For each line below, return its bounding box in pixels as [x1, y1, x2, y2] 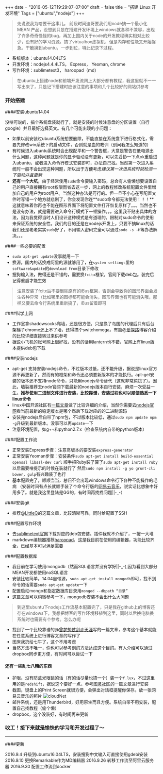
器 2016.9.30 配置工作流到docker [5, 763, 71, 769]
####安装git [5, 500, 30, 506]
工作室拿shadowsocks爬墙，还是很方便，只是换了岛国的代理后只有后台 [12, 321, 155, 327]
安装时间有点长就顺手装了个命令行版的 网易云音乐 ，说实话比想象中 [21, 484, 154, 489]
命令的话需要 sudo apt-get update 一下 [12, 582, 88, 588]
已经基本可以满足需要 [20, 543, 64, 549]
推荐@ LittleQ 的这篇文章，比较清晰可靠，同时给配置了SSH [12, 510, 128, 516]
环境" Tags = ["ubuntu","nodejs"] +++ [9, 10, 85, 16]
